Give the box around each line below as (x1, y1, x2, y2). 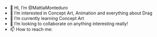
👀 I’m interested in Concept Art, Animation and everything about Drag (9, 10, 153, 16)
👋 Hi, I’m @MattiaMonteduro (9, 5, 68, 10)
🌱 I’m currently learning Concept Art (9, 15, 84, 21)
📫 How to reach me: (9, 26, 53, 32)
